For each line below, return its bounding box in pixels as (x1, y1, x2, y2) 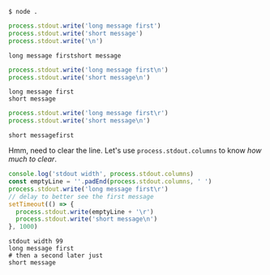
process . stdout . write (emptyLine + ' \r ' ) (15, 208, 154, 216)
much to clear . (8, 154, 57, 164)
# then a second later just (8, 251, 104, 260)
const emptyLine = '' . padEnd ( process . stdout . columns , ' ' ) (8, 178, 212, 186)
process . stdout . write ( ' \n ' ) (8, 37, 104, 45)
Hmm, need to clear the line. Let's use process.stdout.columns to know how (8, 146, 262, 156)
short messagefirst (8, 131, 75, 140)
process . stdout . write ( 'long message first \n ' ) (8, 66, 169, 74)
